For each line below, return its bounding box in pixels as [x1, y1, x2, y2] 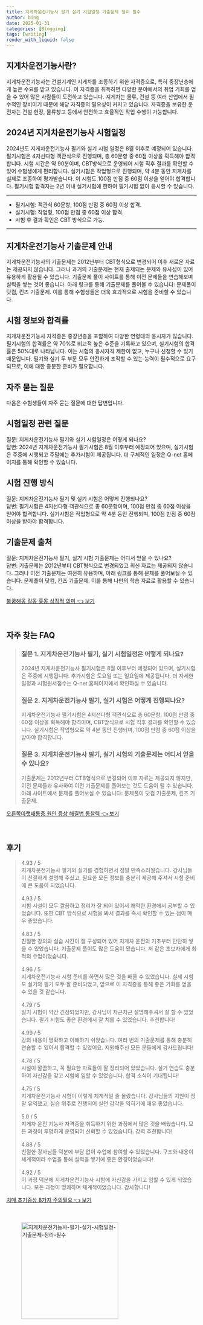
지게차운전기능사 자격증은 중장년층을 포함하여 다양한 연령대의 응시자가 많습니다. [6, 333, 194, 340]
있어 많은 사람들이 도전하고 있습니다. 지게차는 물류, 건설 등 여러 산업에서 [19, 93, 188, 100]
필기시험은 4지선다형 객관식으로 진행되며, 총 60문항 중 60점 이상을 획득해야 [6, 152, 184, 159]
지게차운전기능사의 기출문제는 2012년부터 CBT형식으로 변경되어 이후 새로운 [6, 258, 184, 266]
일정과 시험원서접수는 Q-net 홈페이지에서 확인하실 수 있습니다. [21, 680, 168, 687]
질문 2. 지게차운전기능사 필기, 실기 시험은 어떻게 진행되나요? [21, 696, 185, 705]
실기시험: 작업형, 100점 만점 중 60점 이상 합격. [14, 208, 124, 216]
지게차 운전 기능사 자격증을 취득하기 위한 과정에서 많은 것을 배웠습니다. [21, 1120, 187, 1127]
